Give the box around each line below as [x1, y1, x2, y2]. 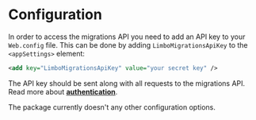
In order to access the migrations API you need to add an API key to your [8, 32, 246, 41]
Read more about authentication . [8, 87, 118, 96]
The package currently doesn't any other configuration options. [8, 102, 216, 112]
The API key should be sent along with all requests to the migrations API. [8, 78, 246, 88]
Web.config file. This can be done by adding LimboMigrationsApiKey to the [8, 40, 248, 49]
